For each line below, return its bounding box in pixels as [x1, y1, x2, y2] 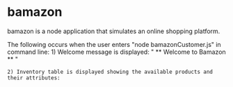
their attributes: [7, 74, 61, 81]
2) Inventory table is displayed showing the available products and [7, 68, 214, 75]
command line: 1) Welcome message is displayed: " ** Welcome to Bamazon [7, 48, 226, 56]
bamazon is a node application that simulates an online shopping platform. [7, 27, 220, 35]
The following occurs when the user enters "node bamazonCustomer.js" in [7, 40, 221, 48]
